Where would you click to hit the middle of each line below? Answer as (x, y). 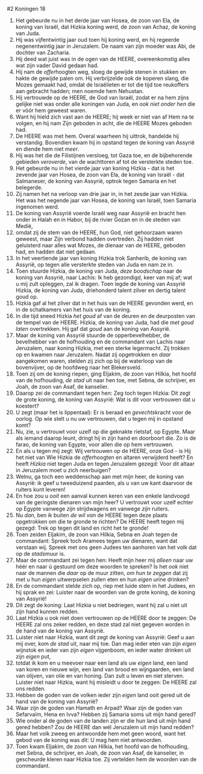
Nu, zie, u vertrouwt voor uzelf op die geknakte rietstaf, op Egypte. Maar (105, 431)
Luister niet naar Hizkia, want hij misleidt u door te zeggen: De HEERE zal (106, 682)
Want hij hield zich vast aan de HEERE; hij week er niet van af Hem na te (105, 117)
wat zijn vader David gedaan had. (57, 65)
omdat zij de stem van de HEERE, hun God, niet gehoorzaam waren (99, 233)
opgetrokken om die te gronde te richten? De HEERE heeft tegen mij (100, 522)
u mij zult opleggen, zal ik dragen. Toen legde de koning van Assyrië (100, 284)
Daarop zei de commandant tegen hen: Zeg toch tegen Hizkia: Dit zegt (103, 393)
